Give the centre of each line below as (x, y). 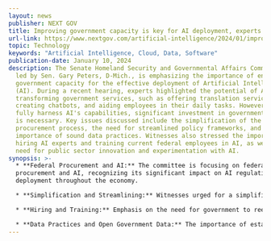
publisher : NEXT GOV (43, 23)
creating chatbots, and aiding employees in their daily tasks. (126, 106)
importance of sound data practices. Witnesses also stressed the (129, 135)
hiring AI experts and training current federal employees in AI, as (135, 143)
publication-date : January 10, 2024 (70, 61)
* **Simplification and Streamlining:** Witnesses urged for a (124, 195)
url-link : (25, 38)
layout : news (30, 16)
